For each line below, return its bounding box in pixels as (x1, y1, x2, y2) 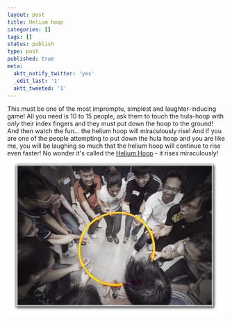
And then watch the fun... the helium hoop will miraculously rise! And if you (7, 127, 222, 135)
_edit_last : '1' (13, 77, 60, 84)
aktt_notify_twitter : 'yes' (13, 70, 95, 77)
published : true (7, 56, 54, 63)
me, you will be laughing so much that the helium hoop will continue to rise (7, 141, 221, 150)
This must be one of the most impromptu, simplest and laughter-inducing (7, 105, 217, 113)
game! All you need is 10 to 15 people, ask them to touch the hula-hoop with (7, 112, 224, 121)
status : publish (7, 40, 54, 48)
